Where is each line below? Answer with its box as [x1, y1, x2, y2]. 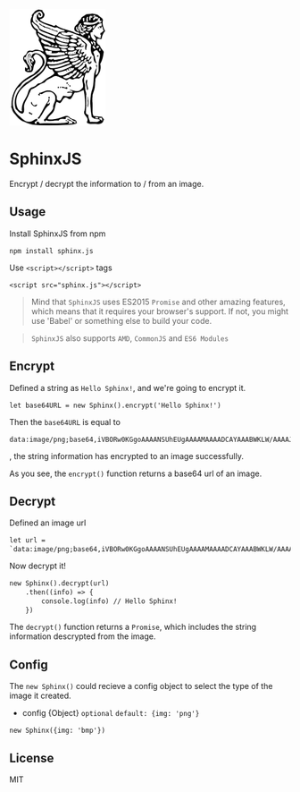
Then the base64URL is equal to [9, 416, 121, 427]
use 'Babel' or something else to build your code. [30, 315, 212, 326]
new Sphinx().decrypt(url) [9, 579, 110, 588]
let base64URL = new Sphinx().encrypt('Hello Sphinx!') [9, 401, 221, 410]
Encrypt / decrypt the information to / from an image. [9, 178, 204, 189]
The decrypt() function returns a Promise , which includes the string [9, 622, 257, 633]
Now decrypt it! [9, 560, 67, 572]
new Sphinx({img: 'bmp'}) [9, 726, 105, 736]
